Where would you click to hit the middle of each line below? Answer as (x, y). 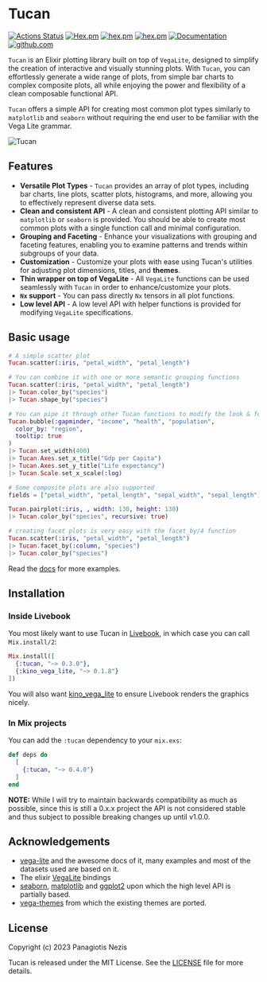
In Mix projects (38, 723)
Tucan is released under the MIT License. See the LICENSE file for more (126, 963)
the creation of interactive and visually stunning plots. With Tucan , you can (129, 68)
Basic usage (39, 338)
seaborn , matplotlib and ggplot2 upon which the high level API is (125, 886)
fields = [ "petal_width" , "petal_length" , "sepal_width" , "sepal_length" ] (135, 495)
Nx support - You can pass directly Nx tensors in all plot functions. (127, 295)
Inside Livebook (40, 616)
